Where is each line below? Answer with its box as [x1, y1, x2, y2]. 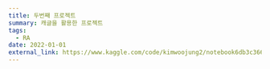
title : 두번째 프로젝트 [8, 11, 76, 20]
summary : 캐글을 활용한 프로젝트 [8, 19, 104, 27]
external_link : [8, 48, 59, 56]
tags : [8, 26, 27, 34]
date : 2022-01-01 [8, 41, 67, 49]
